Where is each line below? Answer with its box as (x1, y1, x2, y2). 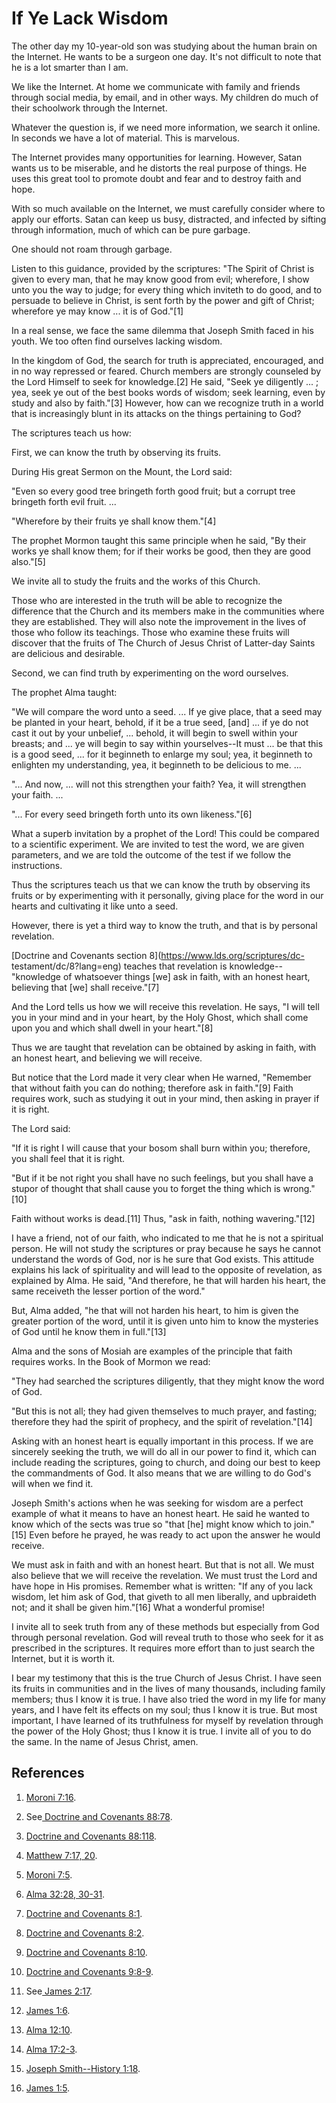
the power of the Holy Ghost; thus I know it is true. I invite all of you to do (11, 1725, 312, 1737)
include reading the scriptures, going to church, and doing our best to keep (11, 1456, 321, 1468)
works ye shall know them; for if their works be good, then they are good (11, 545, 311, 557)
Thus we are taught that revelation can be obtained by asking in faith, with (11, 1041, 317, 1053)
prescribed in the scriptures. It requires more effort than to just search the (11, 1642, 316, 1654)
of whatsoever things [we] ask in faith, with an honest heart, (62, 970, 311, 982)
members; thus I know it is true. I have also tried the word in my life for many (11, 1693, 326, 1705)
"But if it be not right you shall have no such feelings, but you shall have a (11, 1172, 314, 1184)
